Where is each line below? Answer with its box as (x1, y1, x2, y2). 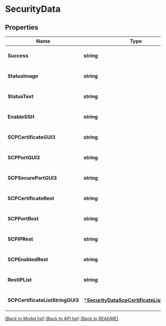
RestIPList (7, 277, 32, 283)
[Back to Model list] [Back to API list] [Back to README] (5, 316, 119, 322)
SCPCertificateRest (7, 195, 54, 202)
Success (7, 52, 29, 59)
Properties (5, 23, 39, 32)
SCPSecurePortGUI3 (7, 174, 57, 181)
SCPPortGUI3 (7, 154, 40, 161)
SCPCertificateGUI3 (7, 134, 56, 140)
